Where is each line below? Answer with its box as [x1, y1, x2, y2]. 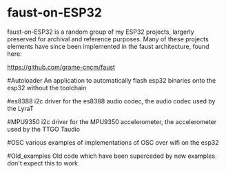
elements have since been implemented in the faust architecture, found [7, 42, 209, 50]
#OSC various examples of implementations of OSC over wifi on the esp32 [7, 138, 219, 146]
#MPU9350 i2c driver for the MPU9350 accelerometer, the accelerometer [7, 117, 217, 125]
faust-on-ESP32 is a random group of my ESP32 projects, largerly [7, 28, 194, 36]
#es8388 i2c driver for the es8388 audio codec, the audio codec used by [7, 96, 216, 105]
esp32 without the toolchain [7, 83, 87, 92]
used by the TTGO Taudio [7, 125, 81, 133]
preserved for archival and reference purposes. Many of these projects [7, 34, 209, 43]
